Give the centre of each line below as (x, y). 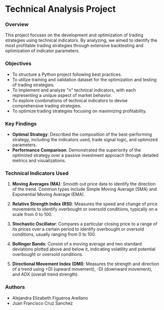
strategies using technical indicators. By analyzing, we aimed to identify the (81, 40)
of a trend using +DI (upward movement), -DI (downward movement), (82, 269)
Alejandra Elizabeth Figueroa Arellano (50, 298)
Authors (15, 287)
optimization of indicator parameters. (42, 51)
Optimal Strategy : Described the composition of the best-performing (82, 134)
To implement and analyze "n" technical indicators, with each (74, 90)
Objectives (18, 63)
